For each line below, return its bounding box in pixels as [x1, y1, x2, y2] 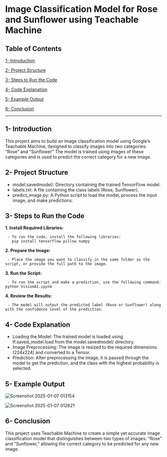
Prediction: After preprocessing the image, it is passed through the [12, 355, 149, 361]
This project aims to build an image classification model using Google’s [5, 138, 151, 144]
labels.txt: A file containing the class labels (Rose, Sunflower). [12, 186, 139, 192]
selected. [12, 366, 32, 371]
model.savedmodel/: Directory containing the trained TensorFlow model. [12, 182, 161, 187]
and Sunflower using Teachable [5, 14, 139, 25]
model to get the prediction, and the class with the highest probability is [12, 360, 160, 366]
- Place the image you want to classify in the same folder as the [7, 257, 150, 262]
